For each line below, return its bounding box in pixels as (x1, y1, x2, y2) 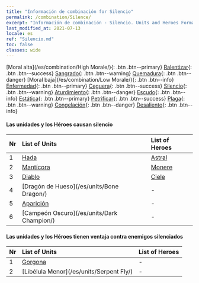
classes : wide (6, 47, 41, 53)
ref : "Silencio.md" (6, 36, 54, 42)
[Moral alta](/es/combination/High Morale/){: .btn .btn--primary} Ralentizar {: (6, 63, 192, 70)
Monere (150, 163, 173, 171)
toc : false (6, 42, 33, 48)
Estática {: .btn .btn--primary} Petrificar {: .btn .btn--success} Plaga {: (18, 95, 185, 102)
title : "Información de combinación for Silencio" (6, 8, 134, 15)
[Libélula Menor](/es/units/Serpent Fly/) (21, 268, 133, 276)
